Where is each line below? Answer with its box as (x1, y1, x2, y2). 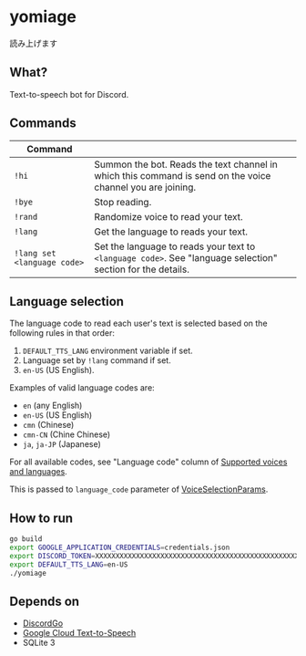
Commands (9, 116, 77, 131)
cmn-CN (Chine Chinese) (22, 429, 111, 440)
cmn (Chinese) (22, 420, 75, 431)
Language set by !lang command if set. (22, 355, 171, 366)
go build (9, 535, 43, 544)
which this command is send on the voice (94, 169, 271, 182)
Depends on (9, 593, 80, 609)
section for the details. (94, 263, 189, 276)
